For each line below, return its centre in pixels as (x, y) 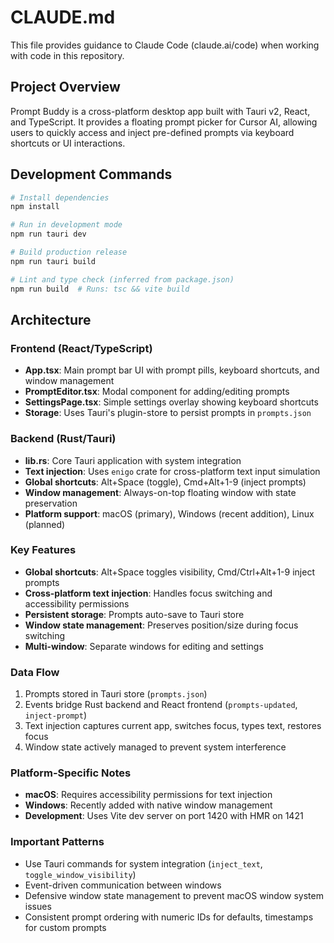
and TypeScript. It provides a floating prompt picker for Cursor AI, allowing (164, 122)
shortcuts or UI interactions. (68, 143)
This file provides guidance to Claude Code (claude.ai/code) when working (165, 45)
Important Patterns (57, 842)
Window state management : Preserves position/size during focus (161, 625)
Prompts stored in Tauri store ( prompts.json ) (116, 694)
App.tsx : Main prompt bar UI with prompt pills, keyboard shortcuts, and (172, 370)
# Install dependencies (60, 197)
